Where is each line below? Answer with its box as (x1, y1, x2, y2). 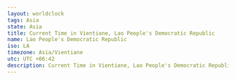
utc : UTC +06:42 (7, 56, 55, 63)
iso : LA (7, 42, 30, 49)
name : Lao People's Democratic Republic (7, 36, 128, 43)
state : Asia (7, 23, 42, 30)
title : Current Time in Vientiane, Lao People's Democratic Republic (7, 29, 216, 37)
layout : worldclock (7, 10, 65, 17)
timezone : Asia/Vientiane (7, 49, 83, 56)
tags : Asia (7, 17, 39, 24)
